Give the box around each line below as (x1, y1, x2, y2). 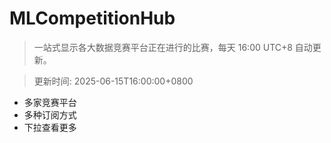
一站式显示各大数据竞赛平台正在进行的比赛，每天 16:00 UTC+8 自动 (33, 41, 313, 53)
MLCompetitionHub (9, 7, 176, 30)
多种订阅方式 (23, 108, 77, 121)
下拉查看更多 (23, 121, 77, 133)
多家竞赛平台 (23, 96, 77, 108)
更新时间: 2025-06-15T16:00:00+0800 (33, 75, 194, 87)
